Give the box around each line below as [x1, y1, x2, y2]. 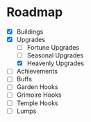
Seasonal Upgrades [26, 51, 84, 60]
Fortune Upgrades [26, 43, 80, 52]
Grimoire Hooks [16, 90, 62, 99]
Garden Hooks [16, 83, 58, 91]
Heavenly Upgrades [26, 59, 85, 67]
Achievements [16, 67, 58, 76]
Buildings [16, 27, 44, 36]
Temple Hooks [16, 99, 58, 107]
